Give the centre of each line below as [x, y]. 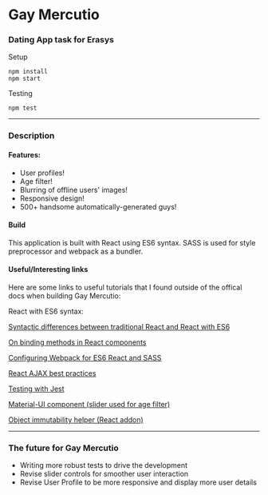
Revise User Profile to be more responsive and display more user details [138, 482]
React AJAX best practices [52, 373]
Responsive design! [52, 198]
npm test [23, 108]
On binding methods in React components [77, 342]
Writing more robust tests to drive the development [104, 465]
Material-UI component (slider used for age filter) [89, 405]
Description [32, 136]
